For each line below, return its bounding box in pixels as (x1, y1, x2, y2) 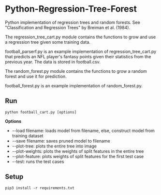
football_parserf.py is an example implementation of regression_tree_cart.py (5, 49, 157, 54)
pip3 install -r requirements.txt (5, 185, 75, 190)
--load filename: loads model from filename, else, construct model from (12, 128, 155, 133)
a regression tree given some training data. (5, 39, 91, 45)
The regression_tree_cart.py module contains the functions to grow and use (5, 34, 156, 40)
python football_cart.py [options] (5, 110, 77, 114)
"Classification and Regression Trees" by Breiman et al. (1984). (5, 24, 131, 30)
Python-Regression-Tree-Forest (5, 3, 137, 15)
